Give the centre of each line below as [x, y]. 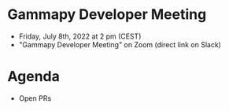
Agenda [33, 77]
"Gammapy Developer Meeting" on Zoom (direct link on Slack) [120, 44]
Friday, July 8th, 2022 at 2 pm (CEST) [80, 36]
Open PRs [35, 98]
